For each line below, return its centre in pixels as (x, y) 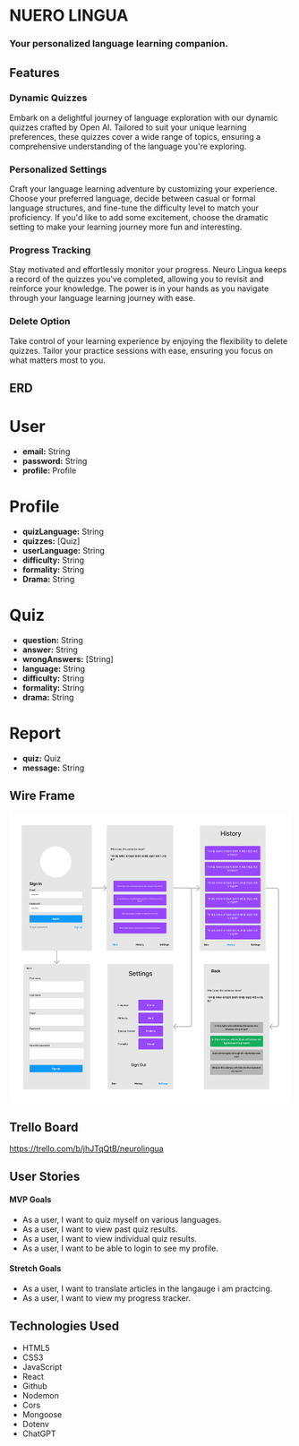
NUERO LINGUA (69, 16)
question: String (52, 640)
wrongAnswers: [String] (68, 658)
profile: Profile (49, 470)
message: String (53, 768)
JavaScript (42, 1366)
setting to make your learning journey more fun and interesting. (126, 227)
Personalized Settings (58, 169)
